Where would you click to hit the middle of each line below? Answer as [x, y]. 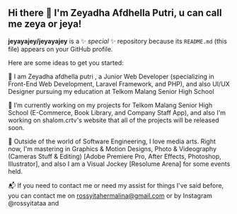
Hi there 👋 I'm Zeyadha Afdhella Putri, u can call [115, 13]
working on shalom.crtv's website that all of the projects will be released [114, 120]
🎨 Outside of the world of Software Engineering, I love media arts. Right [112, 141]
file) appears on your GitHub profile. [60, 49]
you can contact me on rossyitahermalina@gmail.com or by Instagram [110, 196]
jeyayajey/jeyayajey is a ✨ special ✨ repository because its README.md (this [117, 41]
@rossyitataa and [34, 203]
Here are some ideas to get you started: [66, 63]
